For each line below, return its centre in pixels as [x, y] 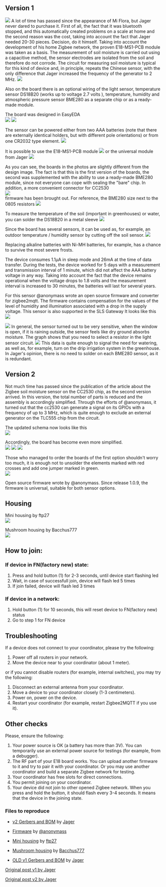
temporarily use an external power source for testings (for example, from [86, 751]
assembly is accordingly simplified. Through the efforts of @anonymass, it [81, 402]
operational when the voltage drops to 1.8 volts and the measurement [76, 280]
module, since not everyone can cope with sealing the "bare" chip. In [75, 183]
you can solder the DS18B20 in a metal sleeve [52, 219]
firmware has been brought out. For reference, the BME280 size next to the [82, 198]
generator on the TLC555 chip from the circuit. [53, 418]
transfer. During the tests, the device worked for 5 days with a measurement [83, 264]
